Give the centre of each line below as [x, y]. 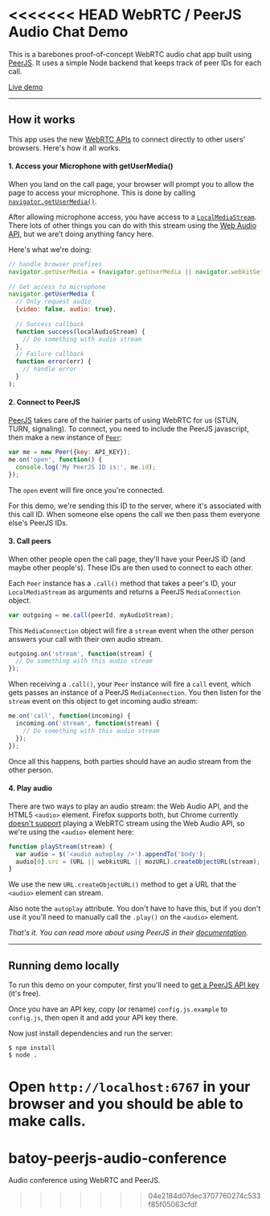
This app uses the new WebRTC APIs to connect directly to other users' [127, 139]
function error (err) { [53, 362]
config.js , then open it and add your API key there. [93, 1018]
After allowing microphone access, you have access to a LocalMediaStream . [133, 217]
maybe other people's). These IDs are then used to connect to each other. [131, 567]
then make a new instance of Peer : [65, 437]
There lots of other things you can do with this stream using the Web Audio [133, 225]
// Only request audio [53, 302]
